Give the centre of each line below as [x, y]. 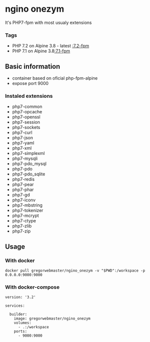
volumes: [23, 323]
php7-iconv [24, 200]
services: [15, 306]
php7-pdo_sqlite [29, 174]
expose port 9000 [30, 84]
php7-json [22, 138]
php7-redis [23, 179]
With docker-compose [32, 287]
